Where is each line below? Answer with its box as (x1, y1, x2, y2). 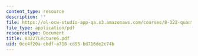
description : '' (6, 14, 46, 20)
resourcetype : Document (6, 30, 65, 36)
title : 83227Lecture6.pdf (6, 36, 70, 41)
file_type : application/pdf (6, 24, 75, 31)
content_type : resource (6, 8, 65, 15)
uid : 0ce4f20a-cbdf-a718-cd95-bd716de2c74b (6, 41, 115, 47)
